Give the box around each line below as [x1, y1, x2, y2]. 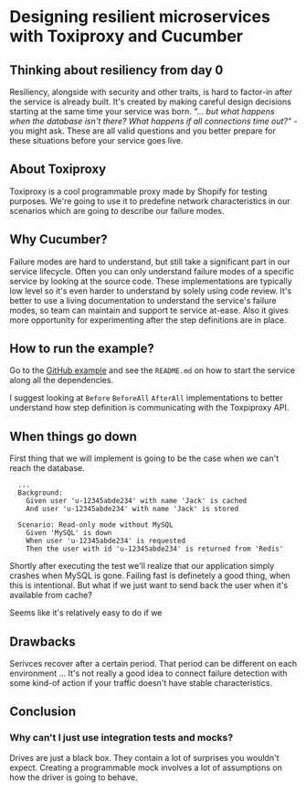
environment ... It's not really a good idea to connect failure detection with [9, 668, 288, 679]
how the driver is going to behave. [9, 771, 139, 783]
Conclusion [9, 704, 77, 720]
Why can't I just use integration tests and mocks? [9, 732, 234, 744]
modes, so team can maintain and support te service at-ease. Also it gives [9, 305, 290, 316]
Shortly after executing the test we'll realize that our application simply [9, 561, 275, 572]
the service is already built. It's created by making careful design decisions [9, 96, 292, 107]
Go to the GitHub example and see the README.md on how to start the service [9, 365, 295, 376]
